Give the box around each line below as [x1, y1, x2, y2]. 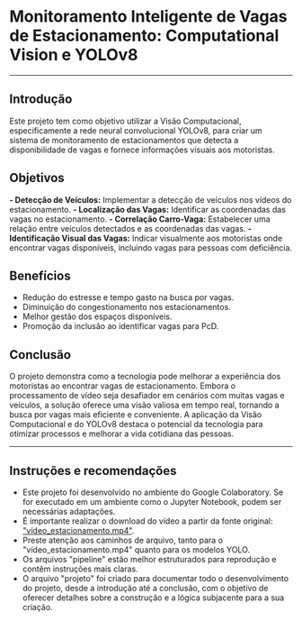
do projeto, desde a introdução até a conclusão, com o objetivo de [22, 583, 269, 593]
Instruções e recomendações [9, 462, 177, 479]
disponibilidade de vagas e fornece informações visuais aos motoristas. [9, 144, 276, 155]
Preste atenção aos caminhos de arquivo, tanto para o [22, 534, 223, 545]
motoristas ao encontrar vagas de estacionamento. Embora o [9, 380, 236, 391]
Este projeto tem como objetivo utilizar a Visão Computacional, [9, 115, 242, 126]
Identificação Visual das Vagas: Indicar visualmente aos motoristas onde [9, 233, 283, 243]
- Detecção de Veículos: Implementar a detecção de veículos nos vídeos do [9, 194, 292, 205]
